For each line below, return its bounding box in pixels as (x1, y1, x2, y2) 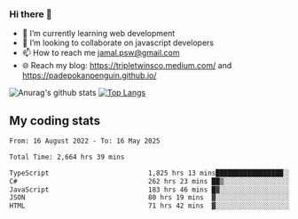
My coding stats (9, 113, 100, 128)
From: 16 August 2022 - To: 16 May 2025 (9, 137, 161, 145)
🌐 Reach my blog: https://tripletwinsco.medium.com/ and (21, 60, 232, 71)
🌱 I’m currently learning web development (21, 28, 176, 39)
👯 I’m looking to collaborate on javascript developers (21, 37, 215, 48)
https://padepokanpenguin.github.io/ (21, 70, 157, 81)
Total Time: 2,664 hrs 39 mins (9, 153, 125, 161)
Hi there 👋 (9, 8, 53, 20)
